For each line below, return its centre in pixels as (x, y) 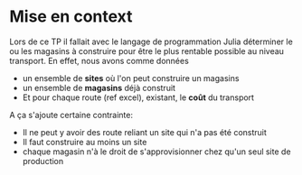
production (43, 161)
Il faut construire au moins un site (85, 142)
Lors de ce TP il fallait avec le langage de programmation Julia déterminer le (151, 41)
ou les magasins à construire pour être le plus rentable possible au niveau (147, 51)
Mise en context (71, 17)
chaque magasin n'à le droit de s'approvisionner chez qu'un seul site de (156, 152)
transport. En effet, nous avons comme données (99, 60)
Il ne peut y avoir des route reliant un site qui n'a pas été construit (144, 132)
